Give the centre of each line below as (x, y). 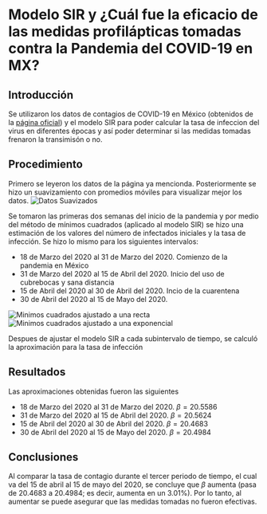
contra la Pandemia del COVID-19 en (131, 49)
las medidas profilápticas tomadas (125, 31)
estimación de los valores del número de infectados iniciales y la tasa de (127, 233)
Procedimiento (46, 165)
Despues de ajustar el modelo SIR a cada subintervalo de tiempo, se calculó (133, 338)
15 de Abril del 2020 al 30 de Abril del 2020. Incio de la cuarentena (130, 290)
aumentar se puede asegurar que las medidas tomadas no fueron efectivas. (133, 502)
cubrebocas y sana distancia (67, 282)
